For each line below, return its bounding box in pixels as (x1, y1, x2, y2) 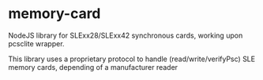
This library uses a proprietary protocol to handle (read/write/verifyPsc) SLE (8, 54, 255, 64)
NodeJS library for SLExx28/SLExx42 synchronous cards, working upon (8, 31, 243, 40)
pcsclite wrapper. (8, 38, 65, 48)
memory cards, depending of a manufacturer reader (8, 62, 178, 71)
